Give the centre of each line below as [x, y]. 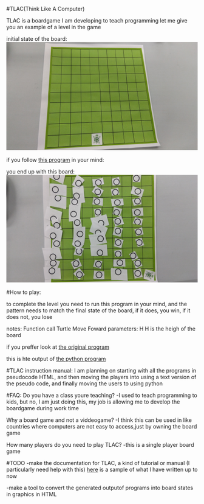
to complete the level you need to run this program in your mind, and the [97, 304]
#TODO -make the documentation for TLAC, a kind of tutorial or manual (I [98, 463]
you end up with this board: [40, 171]
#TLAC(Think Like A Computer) [46, 9]
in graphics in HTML [32, 494]
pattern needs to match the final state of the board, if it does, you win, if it [98, 310]
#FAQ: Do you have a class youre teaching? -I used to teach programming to [102, 395]
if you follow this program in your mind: [55, 159]
